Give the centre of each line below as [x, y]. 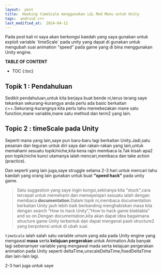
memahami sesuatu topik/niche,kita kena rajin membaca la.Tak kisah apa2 [79, 150]
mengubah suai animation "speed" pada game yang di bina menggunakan [79, 47]
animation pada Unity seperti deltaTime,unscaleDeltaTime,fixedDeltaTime [78, 251]
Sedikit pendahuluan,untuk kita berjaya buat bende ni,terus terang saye [76, 98]
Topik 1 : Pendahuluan [39, 86]
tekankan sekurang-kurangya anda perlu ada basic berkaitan [66, 103]
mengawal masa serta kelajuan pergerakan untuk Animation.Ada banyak [78, 241]
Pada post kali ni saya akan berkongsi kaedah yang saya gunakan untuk [77, 37]
